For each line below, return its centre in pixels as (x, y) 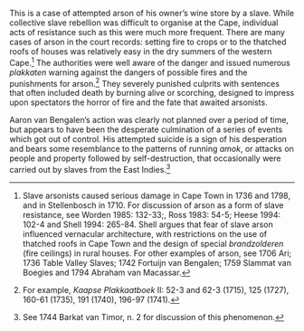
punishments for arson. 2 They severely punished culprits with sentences (145, 82)
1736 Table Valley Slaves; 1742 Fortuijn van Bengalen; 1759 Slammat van (157, 262)
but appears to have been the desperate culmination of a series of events (146, 129)
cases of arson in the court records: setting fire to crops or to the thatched (148, 42)
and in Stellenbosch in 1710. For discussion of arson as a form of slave (153, 205)
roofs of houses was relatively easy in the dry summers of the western (141, 52)
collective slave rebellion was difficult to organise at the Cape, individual (144, 23)
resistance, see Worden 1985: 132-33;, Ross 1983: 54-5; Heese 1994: (152, 214)
